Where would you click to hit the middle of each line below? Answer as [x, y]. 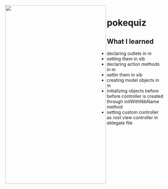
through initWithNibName [133, 102]
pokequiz [127, 23]
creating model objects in [133, 80]
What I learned [130, 41]
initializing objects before [133, 91]
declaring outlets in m [129, 53]
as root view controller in [133, 117]
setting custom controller [133, 112]
